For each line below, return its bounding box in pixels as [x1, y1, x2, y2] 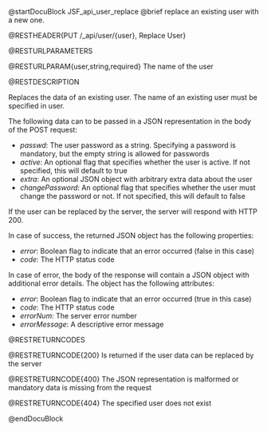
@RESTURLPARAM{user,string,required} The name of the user [8, 61, 214, 71]
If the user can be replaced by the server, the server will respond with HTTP [8, 207, 257, 216]
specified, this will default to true [19, 166, 128, 175]
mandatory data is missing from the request [8, 383, 152, 392]
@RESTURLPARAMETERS [8, 46, 93, 55]
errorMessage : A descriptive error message [19, 319, 164, 329]
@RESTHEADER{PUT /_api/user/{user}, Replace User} [8, 31, 187, 40]
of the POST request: [8, 125, 78, 134]
